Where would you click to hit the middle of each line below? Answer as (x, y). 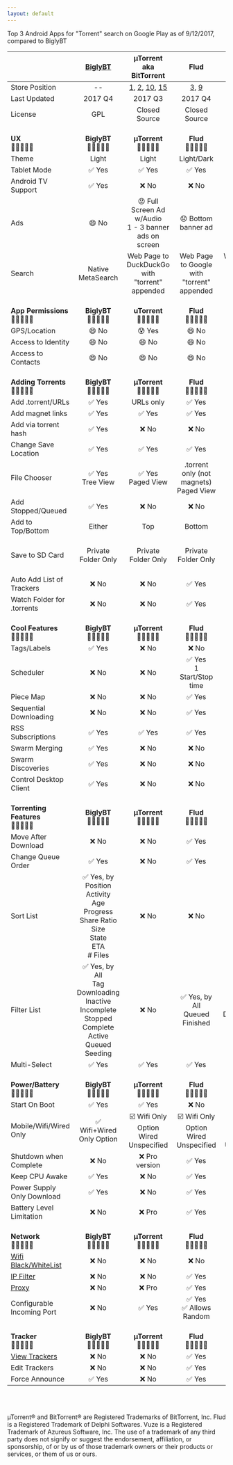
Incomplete (98, 1009)
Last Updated (33, 98)
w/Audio (148, 218)
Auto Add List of (37, 579)
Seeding (98, 1053)
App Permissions (40, 310)
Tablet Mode (31, 170)
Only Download (36, 1196)
